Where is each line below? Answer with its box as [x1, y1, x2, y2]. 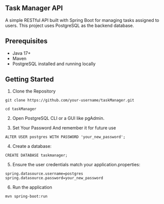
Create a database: [12, 143, 52, 149]
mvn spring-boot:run [5, 194, 48, 199]
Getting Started [5, 75, 54, 84]
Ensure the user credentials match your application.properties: [12, 162, 141, 168]
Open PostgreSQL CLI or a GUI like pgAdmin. [12, 115, 105, 121]
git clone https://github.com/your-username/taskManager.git [5, 98, 135, 103]
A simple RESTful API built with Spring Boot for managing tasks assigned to [5, 17, 160, 23]
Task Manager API [5, 4, 63, 12]
